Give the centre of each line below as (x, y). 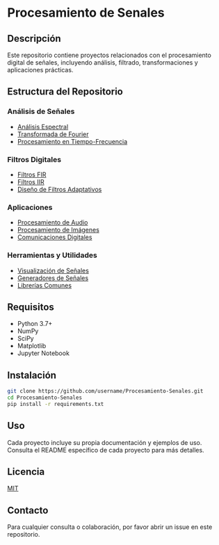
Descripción (34, 39)
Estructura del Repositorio (65, 92)
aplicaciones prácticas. (40, 70)
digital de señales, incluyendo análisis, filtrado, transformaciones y (103, 63)
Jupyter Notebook (43, 353)
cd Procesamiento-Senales (44, 398)
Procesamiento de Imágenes (58, 230)
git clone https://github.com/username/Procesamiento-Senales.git (105, 391)
